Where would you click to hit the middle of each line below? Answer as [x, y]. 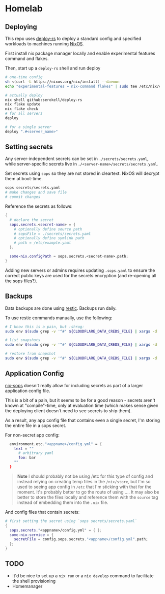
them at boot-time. [24, 179]
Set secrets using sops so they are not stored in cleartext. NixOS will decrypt [82, 173]
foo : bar [27, 458]
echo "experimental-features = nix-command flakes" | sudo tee [71, 86]
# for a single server [28, 127]
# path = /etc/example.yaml [42, 243]
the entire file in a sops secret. [36, 425]
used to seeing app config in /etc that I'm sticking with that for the [84, 487]
